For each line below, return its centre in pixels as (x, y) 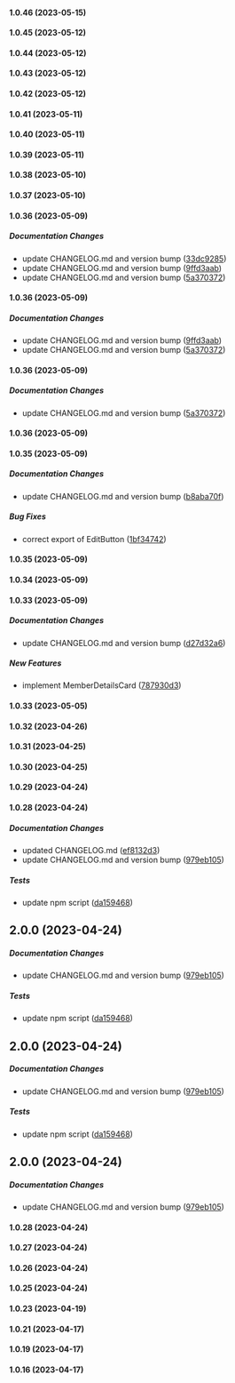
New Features (35, 663)
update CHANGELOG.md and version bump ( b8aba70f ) (123, 496)
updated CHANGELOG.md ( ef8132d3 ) (91, 850)
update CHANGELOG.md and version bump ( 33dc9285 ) (124, 259)
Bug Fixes (28, 516)
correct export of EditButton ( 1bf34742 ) (94, 539)
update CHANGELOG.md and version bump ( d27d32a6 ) (124, 643)
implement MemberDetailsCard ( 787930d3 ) (102, 685)
